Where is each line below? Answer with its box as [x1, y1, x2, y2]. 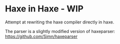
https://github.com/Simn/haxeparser [5, 33, 78, 39]
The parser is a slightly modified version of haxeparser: [5, 28, 115, 34]
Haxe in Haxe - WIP [5, 3, 84, 14]
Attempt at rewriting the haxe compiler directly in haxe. [5, 19, 115, 25]
